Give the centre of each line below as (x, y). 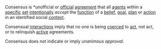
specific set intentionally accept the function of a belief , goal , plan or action (80, 12)
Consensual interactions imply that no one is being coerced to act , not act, (79, 27)
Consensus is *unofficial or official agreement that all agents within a (74, 7)
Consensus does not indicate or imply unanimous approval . (65, 41)
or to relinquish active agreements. (40, 32)
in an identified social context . (35, 17)
